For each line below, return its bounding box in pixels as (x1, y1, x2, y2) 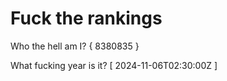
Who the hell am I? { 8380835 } (10, 40, 140, 52)
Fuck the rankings (10, 7, 163, 30)
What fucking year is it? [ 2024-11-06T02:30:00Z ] (10, 59, 218, 71)
